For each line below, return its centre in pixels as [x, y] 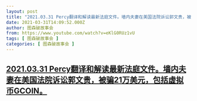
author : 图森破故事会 [30, 28]
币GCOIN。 [27, 91]
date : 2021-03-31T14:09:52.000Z [45, 22]
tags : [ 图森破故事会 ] [32, 39]
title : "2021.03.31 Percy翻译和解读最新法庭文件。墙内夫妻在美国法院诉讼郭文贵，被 [99, 17]
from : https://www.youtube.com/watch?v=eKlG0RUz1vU [70, 33]
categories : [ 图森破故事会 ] [40, 44]
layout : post [22, 11]
